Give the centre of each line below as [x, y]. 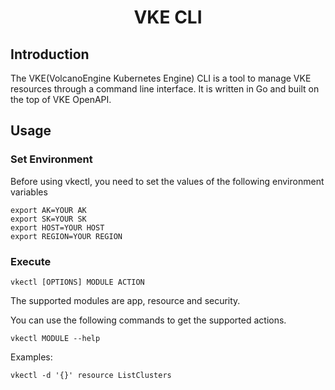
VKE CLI [168, 17]
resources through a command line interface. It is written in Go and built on [165, 89]
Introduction [50, 54]
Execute [31, 261]
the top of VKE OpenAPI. [61, 99]
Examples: [31, 357]
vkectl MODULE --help [55, 338]
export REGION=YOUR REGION [66, 236]
